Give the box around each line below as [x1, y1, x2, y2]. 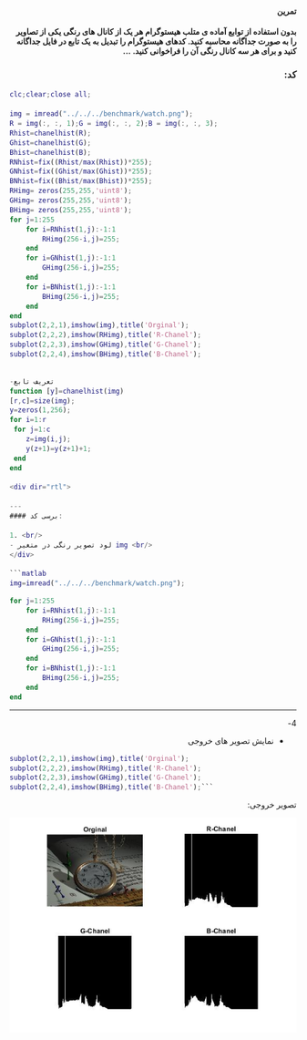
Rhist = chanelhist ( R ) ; [9, 129, 92, 138]
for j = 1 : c [13, 425, 51, 435]
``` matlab [9, 569, 47, 579]
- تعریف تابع [9, 376, 55, 386]
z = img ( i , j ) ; [26, 435, 71, 444]
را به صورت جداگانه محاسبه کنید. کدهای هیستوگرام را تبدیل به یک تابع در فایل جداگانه [16, 36, 297, 47]
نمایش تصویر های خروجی [188, 735, 274, 746]
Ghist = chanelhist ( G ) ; [9, 138, 92, 148]
